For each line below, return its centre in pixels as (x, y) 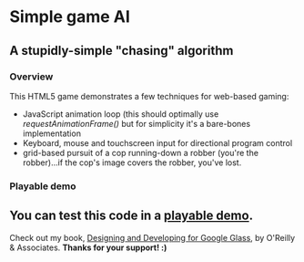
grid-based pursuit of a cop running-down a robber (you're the (141, 152)
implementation (52, 133)
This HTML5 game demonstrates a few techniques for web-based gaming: (149, 96)
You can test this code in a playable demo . (131, 216)
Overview (31, 77)
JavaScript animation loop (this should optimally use (121, 114)
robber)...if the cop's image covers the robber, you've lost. (132, 162)
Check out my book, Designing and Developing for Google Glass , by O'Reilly (152, 237)
